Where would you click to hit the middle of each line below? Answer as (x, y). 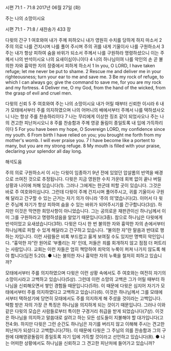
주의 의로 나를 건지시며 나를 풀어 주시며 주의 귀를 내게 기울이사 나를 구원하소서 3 (85, 46)
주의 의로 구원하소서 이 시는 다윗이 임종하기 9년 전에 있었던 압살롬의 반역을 (80, 172)
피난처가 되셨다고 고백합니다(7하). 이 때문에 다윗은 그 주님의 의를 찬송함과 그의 (83, 330)
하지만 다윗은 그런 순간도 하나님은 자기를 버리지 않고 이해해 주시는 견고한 (92, 324)
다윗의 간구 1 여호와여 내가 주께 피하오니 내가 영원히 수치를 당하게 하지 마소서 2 (84, 40)
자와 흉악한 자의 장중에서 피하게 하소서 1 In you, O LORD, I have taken (85, 66)
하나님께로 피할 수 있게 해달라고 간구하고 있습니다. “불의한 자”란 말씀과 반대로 (82, 230)
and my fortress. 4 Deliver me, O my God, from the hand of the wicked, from (86, 88)
